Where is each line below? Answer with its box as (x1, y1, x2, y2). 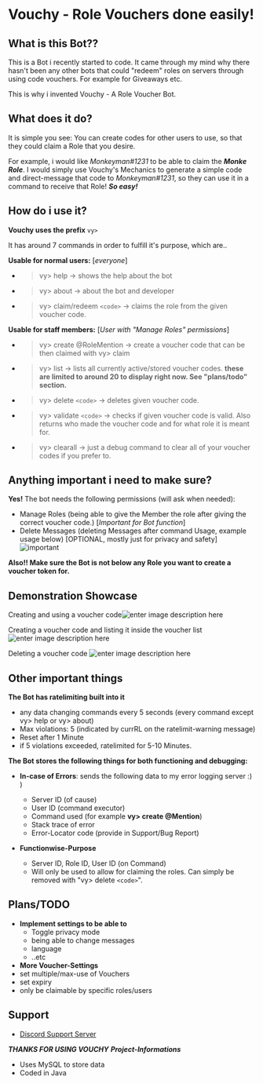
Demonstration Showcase (8, 589, 138, 602)
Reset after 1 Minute (19, 732, 85, 743)
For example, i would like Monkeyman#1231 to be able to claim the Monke (8, 156, 247, 166)
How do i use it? (8, 204, 88, 217)
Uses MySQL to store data (19, 1060, 105, 1069)
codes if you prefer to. (38, 451, 111, 460)
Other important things (8, 671, 123, 684)
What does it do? (8, 112, 93, 126)
